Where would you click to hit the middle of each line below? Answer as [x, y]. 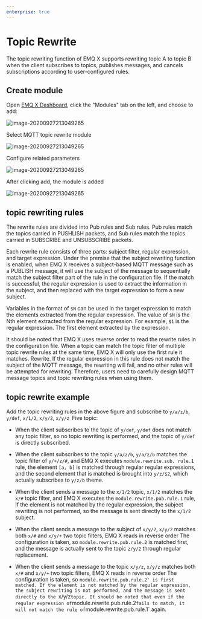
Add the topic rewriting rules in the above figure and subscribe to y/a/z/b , [98, 411]
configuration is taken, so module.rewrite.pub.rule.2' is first [94, 579]
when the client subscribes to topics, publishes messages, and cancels [95, 65]
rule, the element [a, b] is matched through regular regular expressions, [105, 467]
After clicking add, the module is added [55, 182]
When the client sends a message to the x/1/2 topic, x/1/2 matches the [104, 492]
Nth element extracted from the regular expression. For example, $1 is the [98, 321]
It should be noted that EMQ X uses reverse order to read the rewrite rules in [101, 339]
